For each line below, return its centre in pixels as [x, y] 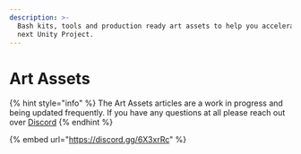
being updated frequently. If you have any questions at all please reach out [147, 113]
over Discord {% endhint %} [61, 123]
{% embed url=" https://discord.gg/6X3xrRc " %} [98, 140]
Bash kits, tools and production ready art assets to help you [138, 26]
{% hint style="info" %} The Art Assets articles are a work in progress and [146, 103]
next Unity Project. [56, 34]
